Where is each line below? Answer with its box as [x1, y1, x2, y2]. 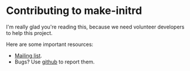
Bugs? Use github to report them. [14, 58, 95, 65]
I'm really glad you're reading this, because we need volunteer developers [6, 23, 185, 30]
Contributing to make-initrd [6, 4, 142, 17]
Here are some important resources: [6, 41, 94, 48]
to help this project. [6, 29, 53, 36]
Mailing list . [14, 52, 43, 59]
